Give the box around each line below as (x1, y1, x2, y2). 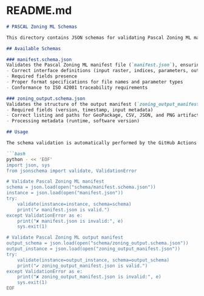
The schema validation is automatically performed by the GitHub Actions (6, 140, 197, 146)
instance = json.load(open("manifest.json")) (6, 190, 123, 196)
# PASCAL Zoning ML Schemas (6, 24, 78, 30)
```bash (6, 151, 26, 157)
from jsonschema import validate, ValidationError (6, 168, 137, 174)
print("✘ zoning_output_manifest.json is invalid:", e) (17, 274, 162, 280)
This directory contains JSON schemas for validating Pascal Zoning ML (6, 35, 191, 41)
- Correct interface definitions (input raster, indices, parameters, (6, 68, 189, 74)
